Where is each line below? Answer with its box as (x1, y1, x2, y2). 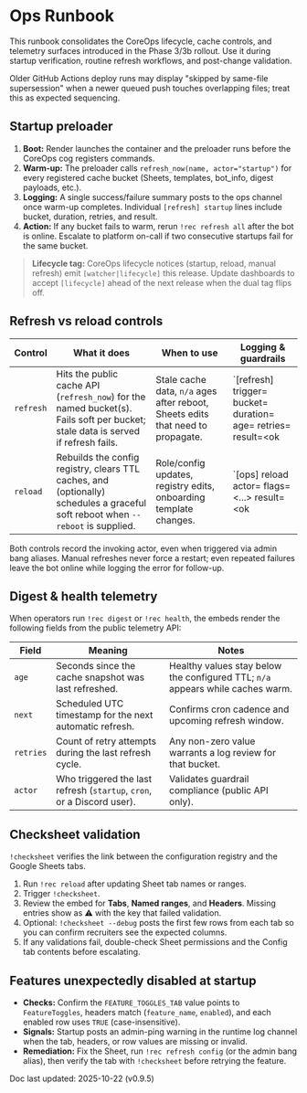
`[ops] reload (232, 468, 290, 481)
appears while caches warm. (168, 683, 292, 695)
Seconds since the (56, 660, 136, 673)
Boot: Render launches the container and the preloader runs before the (22, 143, 291, 154)
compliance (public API (168, 784, 270, 797)
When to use (161, 346, 218, 359)
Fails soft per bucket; (56, 413, 146, 426)
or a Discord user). (56, 796, 136, 809)
